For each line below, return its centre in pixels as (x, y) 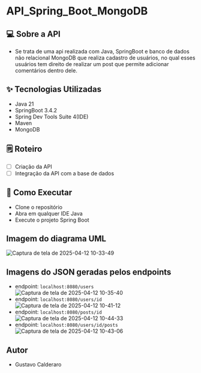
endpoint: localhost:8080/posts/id (58, 312)
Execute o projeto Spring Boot (52, 220)
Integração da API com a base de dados (64, 173)
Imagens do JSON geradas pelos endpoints (89, 272)
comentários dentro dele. (46, 71)
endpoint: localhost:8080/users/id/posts (66, 325)
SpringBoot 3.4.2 (36, 110)
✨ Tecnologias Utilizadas (54, 89)
